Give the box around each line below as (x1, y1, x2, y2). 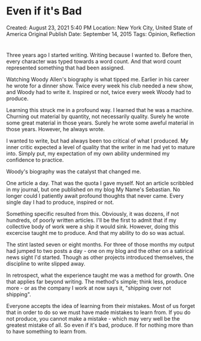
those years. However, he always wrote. (6, 126, 105, 133)
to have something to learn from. (6, 328, 87, 335)
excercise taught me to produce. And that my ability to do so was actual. (6, 230, 185, 237)
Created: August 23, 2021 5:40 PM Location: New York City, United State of (6, 24, 193, 31)
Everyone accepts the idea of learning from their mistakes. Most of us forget (6, 303, 195, 310)
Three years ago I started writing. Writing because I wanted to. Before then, (6, 52, 193, 59)
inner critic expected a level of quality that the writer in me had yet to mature (6, 144, 196, 151)
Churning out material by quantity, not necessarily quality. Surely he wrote (6, 113, 190, 120)
